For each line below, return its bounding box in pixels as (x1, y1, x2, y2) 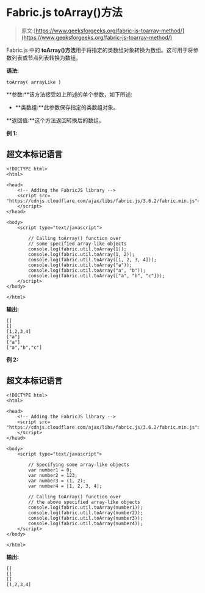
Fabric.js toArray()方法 (6, 5, 123, 20)
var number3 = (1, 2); (28, 478, 86, 484)
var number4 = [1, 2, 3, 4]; (28, 483, 103, 489)
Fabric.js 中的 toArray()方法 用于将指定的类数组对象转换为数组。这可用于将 (6, 46, 193, 54)
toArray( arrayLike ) (6, 79, 62, 85)
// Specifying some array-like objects (28, 462, 130, 468)
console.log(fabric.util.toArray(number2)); (28, 509, 143, 516)
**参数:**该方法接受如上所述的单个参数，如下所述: (6, 90, 133, 98)
